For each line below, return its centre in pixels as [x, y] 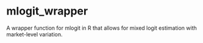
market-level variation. [34, 34]
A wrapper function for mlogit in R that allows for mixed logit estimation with [101, 28]
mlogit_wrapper [47, 11]
